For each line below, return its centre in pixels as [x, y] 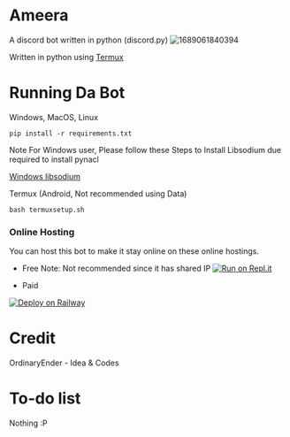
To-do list [45, 399]
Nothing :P [28, 423]
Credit [32, 338]
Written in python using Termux [66, 57]
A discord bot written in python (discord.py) [89, 40]
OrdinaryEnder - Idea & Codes [64, 363]
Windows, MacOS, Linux [54, 117]
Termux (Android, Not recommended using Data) [98, 193]
